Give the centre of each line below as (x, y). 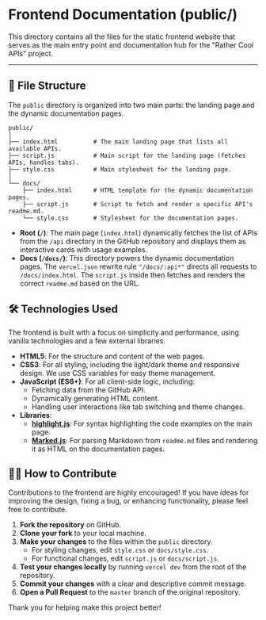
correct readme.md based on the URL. (80, 283)
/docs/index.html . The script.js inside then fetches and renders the (132, 274)
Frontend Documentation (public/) (123, 15)
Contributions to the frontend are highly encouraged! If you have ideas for (129, 492)
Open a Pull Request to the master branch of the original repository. (130, 592)
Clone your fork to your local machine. (83, 534)
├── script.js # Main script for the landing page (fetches (127, 155)
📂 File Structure (47, 86)
